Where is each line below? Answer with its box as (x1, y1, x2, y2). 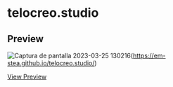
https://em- (132, 51, 167, 60)
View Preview (7, 72, 47, 81)
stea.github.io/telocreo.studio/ (7, 59, 95, 67)
